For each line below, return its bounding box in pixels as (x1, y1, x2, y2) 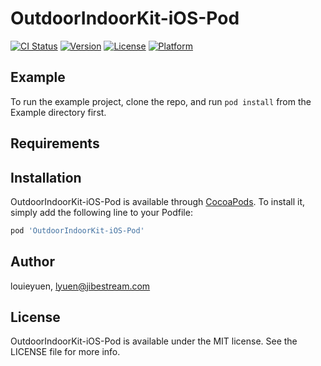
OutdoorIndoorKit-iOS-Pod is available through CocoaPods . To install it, (10, 195, 306, 207)
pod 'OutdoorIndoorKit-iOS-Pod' (10, 225, 145, 236)
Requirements (10, 135, 100, 152)
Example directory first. (10, 106, 107, 118)
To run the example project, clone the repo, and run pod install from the (10, 95, 312, 107)
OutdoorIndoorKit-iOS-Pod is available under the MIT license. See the (10, 335, 298, 347)
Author (10, 253, 55, 271)
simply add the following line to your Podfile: (10, 206, 193, 218)
